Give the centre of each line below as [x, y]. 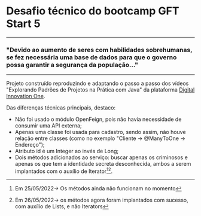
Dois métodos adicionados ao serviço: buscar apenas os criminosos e [101, 157]
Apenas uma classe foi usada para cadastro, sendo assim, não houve [100, 132]
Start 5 [23, 24]
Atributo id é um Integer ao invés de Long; [67, 151]
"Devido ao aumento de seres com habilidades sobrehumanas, [99, 50]
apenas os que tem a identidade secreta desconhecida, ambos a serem [103, 164]
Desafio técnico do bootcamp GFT [93, 11]
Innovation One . [26, 96]
